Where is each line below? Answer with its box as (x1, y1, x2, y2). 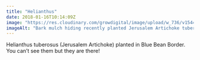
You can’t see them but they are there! (6, 48, 100, 55)
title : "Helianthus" (6, 8, 58, 15)
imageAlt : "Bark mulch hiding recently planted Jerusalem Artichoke (6, 25, 180, 31)
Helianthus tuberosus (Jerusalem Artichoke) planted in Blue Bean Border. (6, 41, 186, 48)
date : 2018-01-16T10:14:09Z (6, 14, 76, 20)
